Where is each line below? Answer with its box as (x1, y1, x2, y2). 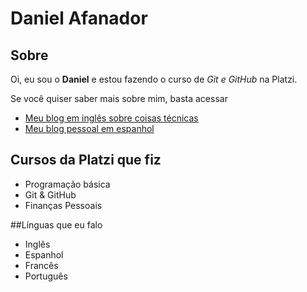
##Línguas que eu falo (10, 218, 103, 231)
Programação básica (24, 178, 111, 190)
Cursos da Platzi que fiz (10, 152, 162, 169)
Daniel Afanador (10, 7, 148, 30)
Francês (24, 259, 59, 271)
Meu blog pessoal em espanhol (24, 123, 155, 134)
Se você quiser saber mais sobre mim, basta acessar (10, 93, 228, 104)
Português (24, 270, 68, 282)
